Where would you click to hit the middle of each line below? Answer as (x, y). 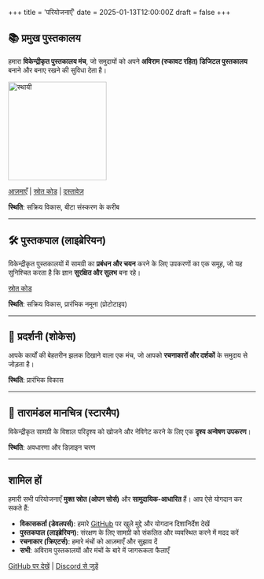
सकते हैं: (19, 508)
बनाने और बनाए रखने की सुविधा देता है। (58, 70)
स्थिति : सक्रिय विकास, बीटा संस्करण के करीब (64, 207)
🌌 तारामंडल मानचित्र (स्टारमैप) (64, 412)
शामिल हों (25, 480)
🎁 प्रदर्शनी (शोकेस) (42, 337)
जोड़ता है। (21, 364)
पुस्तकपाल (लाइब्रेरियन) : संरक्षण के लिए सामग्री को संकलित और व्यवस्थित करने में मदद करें (129, 533)
